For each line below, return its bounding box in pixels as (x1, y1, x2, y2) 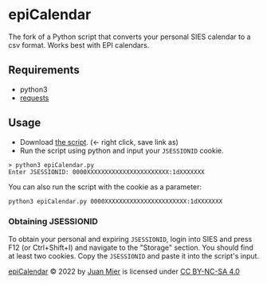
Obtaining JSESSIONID (8, 216, 98, 228)
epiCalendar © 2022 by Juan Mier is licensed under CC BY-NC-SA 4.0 (8, 266, 241, 276)
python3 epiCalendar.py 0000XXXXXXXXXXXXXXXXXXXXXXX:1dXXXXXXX (8, 197, 223, 205)
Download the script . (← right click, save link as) (19, 137, 179, 146)
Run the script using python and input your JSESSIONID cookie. (19, 146, 224, 155)
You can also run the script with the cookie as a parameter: (8, 181, 202, 192)
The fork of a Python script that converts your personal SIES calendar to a (8, 32, 251, 41)
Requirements (8, 64, 80, 77)
